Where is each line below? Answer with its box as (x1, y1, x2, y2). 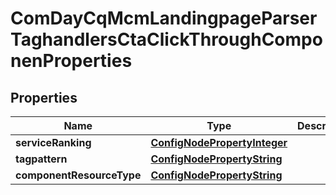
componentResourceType (15, 168, 142, 182)
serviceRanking (15, 136, 92, 149)
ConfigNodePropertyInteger (150, 136, 288, 149)
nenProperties (10, 50, 133, 72)
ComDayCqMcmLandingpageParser (10, 7, 318, 30)
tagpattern (15, 152, 68, 166)
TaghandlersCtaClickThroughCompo (10, 28, 323, 51)
